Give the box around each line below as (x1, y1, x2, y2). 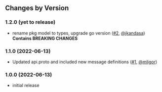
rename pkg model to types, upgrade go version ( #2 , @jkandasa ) (12, 30, 145, 36)
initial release (12, 83, 40, 89)
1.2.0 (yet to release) (5, 19, 56, 26)
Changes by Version (5, 4, 69, 12)
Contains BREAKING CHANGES (12, 35, 78, 41)
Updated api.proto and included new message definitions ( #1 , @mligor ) (12, 59, 158, 65)
